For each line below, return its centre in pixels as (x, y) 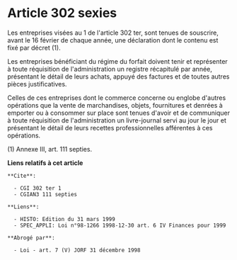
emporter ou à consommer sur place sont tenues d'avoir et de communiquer (118, 113)
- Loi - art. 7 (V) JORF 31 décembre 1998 (77, 250)
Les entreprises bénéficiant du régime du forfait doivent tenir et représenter (117, 61)
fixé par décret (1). (34, 47)
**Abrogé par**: (31, 238)
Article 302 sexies (62, 13)
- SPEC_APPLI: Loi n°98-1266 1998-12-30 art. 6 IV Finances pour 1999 (120, 225)
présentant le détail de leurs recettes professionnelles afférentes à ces (110, 128)
